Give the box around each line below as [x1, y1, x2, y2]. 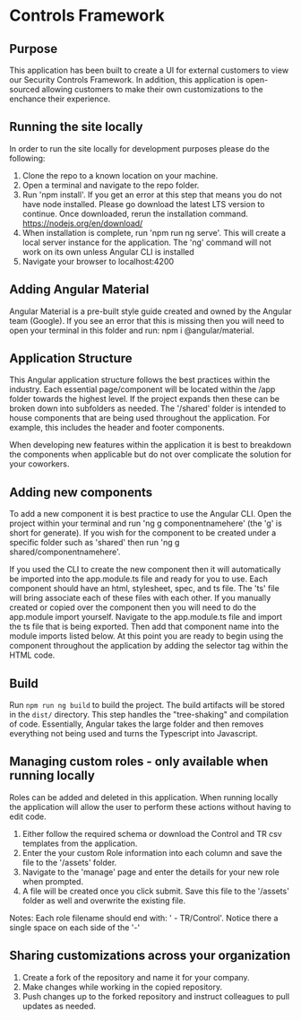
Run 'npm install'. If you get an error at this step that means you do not [21, 189, 282, 200]
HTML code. [9, 649, 56, 660]
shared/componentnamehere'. [9, 546, 121, 557]
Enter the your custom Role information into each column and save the [21, 847, 282, 858]
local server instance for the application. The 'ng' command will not [21, 237, 271, 248]
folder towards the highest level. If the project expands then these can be [9, 394, 280, 405]
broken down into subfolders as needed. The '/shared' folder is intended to [9, 403, 287, 414]
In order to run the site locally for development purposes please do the [9, 143, 271, 153]
